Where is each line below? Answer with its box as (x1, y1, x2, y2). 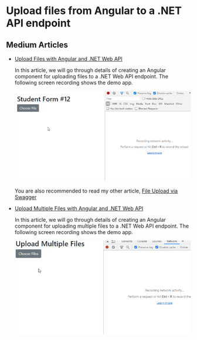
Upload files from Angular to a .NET (6, 4, 182, 18)
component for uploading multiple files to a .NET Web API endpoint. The (14, 222, 189, 229)
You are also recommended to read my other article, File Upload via (14, 187, 178, 194)
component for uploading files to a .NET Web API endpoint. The (14, 73, 169, 80)
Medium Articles (6, 40, 69, 50)
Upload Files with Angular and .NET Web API (14, 56, 123, 62)
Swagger (14, 194, 37, 201)
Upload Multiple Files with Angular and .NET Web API (14, 205, 144, 212)
